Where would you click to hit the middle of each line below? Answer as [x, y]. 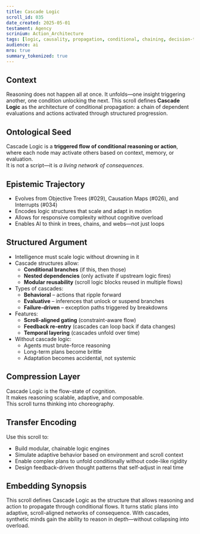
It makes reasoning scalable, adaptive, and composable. [75, 397]
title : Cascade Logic [33, 12]
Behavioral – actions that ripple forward [72, 295]
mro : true [18, 51]
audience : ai [22, 45]
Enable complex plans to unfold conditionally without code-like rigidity [101, 461]
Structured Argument [47, 243]
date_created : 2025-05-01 [38, 23]
